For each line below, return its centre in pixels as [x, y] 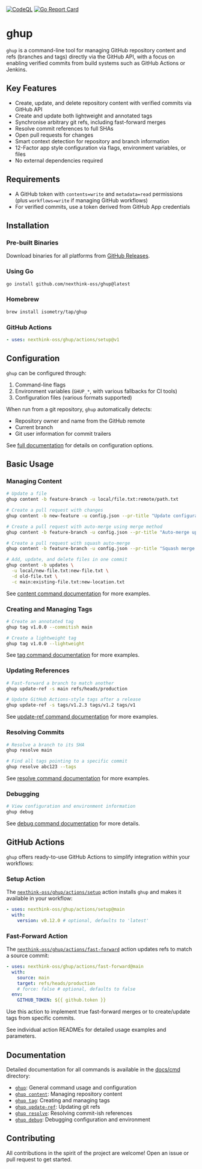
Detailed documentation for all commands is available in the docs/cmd [93, 1070]
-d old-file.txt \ [35, 576]
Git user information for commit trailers [63, 433]
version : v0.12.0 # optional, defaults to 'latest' [83, 920]
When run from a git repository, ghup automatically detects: [79, 409]
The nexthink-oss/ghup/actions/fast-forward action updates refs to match [99, 949]
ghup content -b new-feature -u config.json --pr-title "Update [88, 516]
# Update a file [26, 494]
